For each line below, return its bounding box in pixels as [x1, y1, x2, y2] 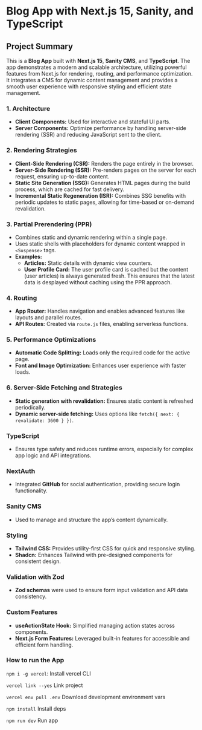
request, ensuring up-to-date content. [14, 172, 110, 180]
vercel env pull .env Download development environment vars [6, 693, 166, 700]
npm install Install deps [6, 705, 66, 712]
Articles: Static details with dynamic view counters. [24, 259, 153, 267]
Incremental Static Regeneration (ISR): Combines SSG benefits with [14, 192, 186, 199]
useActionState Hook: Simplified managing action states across [14, 622, 175, 629]
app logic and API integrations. [14, 452, 92, 459]
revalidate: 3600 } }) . [14, 416, 74, 424]
